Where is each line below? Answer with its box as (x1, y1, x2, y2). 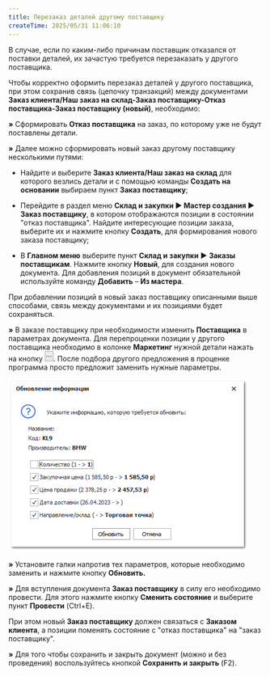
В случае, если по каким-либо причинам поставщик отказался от (8, 44, 237, 54)
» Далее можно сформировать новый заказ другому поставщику (8, 143, 236, 153)
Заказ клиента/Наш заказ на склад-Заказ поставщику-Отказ (8, 95, 226, 104)
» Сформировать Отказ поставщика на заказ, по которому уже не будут (8, 119, 262, 129)
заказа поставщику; (19, 234, 90, 244)
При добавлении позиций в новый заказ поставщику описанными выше (8, 292, 258, 302)
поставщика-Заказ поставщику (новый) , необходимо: (8, 104, 200, 113)
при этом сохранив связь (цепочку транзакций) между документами (8, 86, 248, 96)
